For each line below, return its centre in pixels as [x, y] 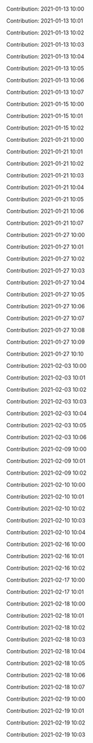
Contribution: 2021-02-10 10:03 [46, 520]
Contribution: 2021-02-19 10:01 [45, 711]
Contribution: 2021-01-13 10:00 [45, 9]
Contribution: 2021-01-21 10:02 [45, 163]
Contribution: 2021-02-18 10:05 [46, 663]
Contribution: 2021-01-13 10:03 [45, 45]
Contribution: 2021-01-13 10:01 [45, 21]
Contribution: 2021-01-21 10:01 [45, 152]
